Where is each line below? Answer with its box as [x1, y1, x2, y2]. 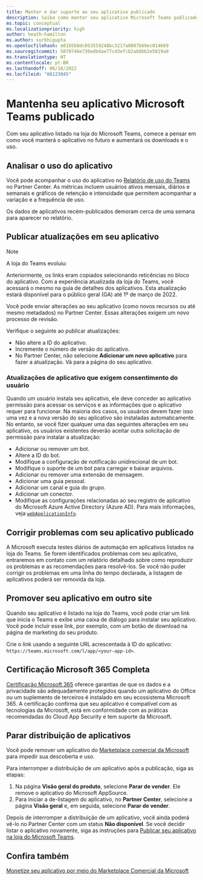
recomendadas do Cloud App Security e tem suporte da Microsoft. [6, 712, 172, 720]
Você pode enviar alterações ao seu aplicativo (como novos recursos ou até [6, 302, 196, 310]
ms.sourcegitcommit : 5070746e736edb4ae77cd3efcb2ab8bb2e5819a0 [6, 49, 169, 55]
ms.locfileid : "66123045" [6, 71, 71, 77]
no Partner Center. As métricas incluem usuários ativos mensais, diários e [6, 183, 190, 190]
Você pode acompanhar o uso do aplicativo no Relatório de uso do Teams [6, 177, 190, 184]
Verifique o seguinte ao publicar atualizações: [6, 327, 120, 334]
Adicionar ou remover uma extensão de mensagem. [14, 471, 144, 478]
